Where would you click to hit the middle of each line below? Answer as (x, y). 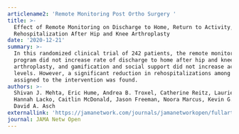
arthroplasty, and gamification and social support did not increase (119, 67)
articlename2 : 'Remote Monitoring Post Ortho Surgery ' (92, 14)
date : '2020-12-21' (36, 40)
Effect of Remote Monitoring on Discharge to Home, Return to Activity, (124, 27)
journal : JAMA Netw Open (44, 119)
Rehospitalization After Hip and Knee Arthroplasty (92, 34)
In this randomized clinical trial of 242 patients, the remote (111, 54)
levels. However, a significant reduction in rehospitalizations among (122, 73)
